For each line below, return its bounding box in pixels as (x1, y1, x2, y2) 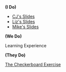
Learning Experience (5, 43, 47, 48)
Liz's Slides (12, 19, 35, 24)
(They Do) (5, 52, 26, 58)
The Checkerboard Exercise (5, 62, 61, 67)
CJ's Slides (12, 14, 35, 19)
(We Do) (5, 34, 22, 39)
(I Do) (5, 4, 16, 10)
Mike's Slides (12, 24, 39, 30)
